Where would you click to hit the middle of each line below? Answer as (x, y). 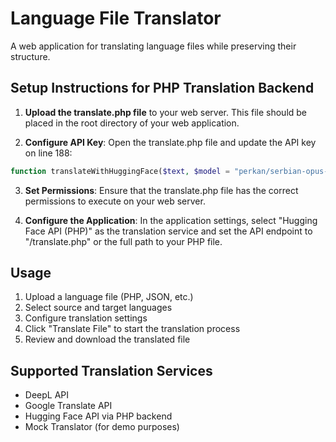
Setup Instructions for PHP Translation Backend (162, 88)
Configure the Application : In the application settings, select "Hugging (171, 220)
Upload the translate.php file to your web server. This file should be (166, 112)
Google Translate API (68, 406)
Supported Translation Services (111, 370)
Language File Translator (116, 18)
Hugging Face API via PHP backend (98, 416)
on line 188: (48, 153)
